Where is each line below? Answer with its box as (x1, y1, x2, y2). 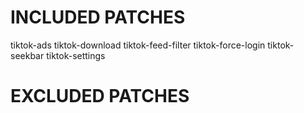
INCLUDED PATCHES (10, 6, 186, 29)
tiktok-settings (46, 49, 106, 61)
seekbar (10, 49, 45, 61)
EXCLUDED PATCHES (10, 85, 190, 108)
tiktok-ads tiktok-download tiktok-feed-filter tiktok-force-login (10, 39, 266, 51)
